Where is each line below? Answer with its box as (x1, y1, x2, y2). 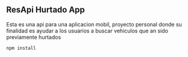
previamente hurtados (6, 33, 61, 41)
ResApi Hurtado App (6, 5, 86, 15)
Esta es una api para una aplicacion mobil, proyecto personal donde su (6, 20, 183, 28)
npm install (6, 45, 36, 51)
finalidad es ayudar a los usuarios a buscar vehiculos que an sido (6, 27, 169, 34)
